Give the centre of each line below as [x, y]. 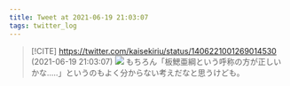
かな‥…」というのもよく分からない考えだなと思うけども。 [137, 73]
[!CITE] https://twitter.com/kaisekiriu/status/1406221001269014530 [153, 51]
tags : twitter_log [43, 26]
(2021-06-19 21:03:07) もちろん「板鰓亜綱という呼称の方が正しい [156, 61]
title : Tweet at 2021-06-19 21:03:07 [79, 17]
